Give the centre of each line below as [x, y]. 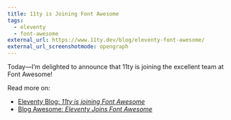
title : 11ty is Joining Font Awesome [63, 14]
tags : [15, 20]
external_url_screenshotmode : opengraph [68, 47]
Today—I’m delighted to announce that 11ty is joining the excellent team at [116, 67]
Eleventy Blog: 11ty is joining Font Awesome [81, 102]
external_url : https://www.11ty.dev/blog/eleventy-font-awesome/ [106, 40]
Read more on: [29, 88]
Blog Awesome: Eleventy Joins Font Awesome [85, 109]
